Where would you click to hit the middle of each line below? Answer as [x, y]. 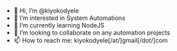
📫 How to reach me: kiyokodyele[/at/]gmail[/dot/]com [91, 40]
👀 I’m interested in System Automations [69, 18]
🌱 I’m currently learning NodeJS [59, 25]
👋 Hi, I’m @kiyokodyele [46, 11]
